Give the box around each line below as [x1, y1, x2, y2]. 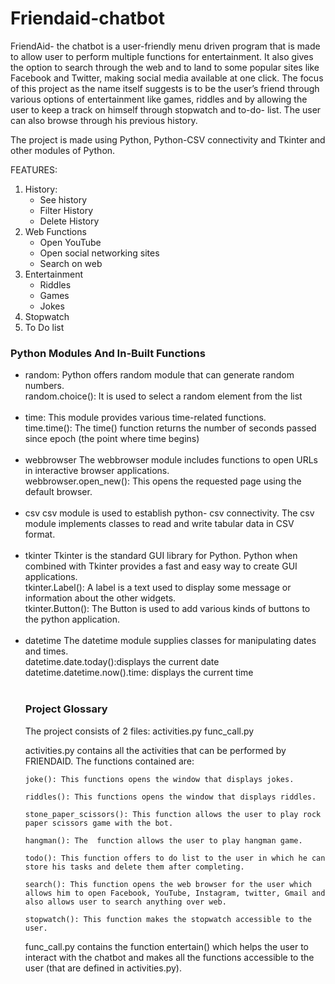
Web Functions [24, 225, 87, 237]
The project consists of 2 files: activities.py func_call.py [24, 725, 255, 737]
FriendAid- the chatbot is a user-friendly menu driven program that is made [10, 40, 321, 52]
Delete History [39, 215, 100, 227]
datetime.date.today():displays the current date [24, 656, 220, 668]
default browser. [24, 486, 93, 498]
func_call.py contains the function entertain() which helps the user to [24, 940, 310, 952]
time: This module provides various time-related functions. [24, 412, 267, 424]
